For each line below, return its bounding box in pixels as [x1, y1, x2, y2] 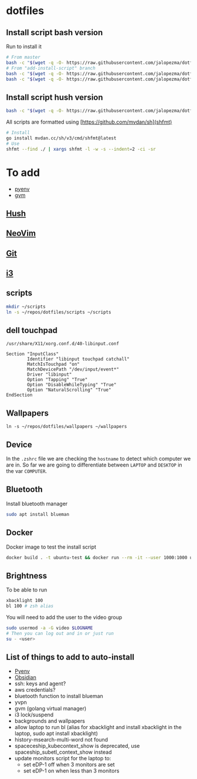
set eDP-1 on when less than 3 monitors [23, 767, 120, 774]
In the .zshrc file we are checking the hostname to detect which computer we [6, 455, 191, 462]
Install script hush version [6, 92, 104, 102]
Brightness [6, 570, 47, 581]
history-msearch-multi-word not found [14, 736, 108, 743]
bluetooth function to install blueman [14, 693, 104, 700]
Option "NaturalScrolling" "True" [27, 387, 111, 393]
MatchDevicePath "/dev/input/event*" [27, 366, 119, 373]
